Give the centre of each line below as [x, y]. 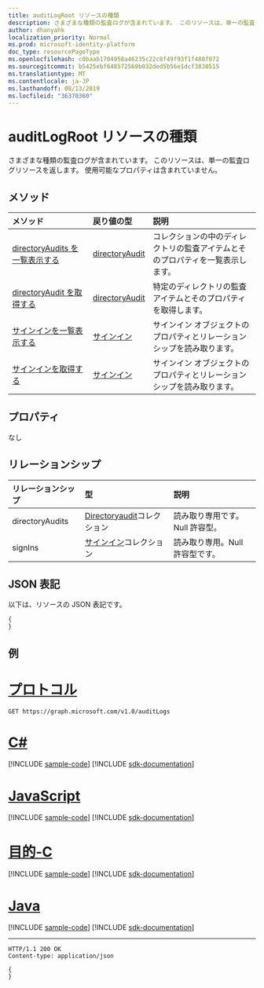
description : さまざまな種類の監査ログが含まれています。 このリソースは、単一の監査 [132, 23]
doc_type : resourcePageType [54, 52]
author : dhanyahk [37, 30]
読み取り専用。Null [208, 542]
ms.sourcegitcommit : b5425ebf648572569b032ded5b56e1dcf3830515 [114, 67]
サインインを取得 [44, 369]
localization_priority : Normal [59, 37]
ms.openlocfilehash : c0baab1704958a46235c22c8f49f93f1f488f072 [114, 60]
